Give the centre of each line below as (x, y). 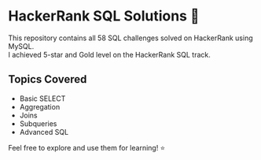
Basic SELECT (42, 99)
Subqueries (38, 123)
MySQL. (21, 46)
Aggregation (40, 106)
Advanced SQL (44, 132)
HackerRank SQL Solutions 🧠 (104, 16)
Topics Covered (48, 79)
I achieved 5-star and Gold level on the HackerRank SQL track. (109, 54)
